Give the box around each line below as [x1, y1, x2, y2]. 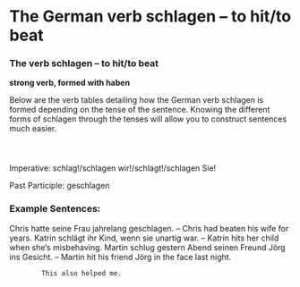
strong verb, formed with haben [9, 78, 131, 89]
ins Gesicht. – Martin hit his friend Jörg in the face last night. [9, 251, 232, 262]
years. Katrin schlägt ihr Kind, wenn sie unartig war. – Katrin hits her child [9, 232, 279, 243]
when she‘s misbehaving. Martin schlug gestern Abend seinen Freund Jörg [9, 241, 286, 252]
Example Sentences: [9, 203, 101, 215]
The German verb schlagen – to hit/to [9, 6, 292, 27]
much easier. [9, 123, 57, 134]
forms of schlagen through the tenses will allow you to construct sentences [9, 114, 287, 124]
